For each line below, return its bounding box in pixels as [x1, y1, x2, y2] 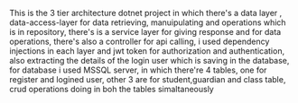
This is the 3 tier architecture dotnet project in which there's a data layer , [9, 8, 283, 18]
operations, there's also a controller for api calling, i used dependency [9, 36, 270, 47]
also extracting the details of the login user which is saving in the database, [9, 56, 290, 65]
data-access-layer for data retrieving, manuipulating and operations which [9, 17, 286, 28]
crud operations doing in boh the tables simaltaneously [9, 84, 214, 94]
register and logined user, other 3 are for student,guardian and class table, [9, 74, 286, 84]
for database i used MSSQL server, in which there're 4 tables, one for [9, 64, 267, 75]
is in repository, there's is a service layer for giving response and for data [9, 27, 282, 37]
